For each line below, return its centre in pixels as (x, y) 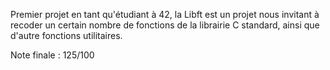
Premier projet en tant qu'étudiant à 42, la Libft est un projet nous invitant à (165, 14)
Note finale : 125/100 (52, 55)
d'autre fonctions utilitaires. (66, 35)
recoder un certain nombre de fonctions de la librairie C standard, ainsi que (165, 25)
